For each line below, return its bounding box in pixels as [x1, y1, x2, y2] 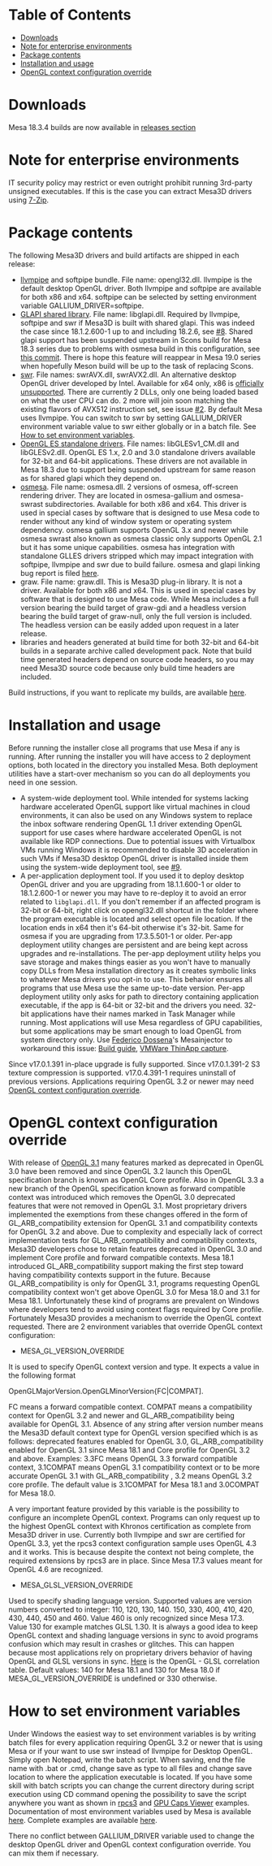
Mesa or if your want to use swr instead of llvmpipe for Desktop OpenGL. [8, 1746, 253, 1756]
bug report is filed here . [19, 568, 100, 578]
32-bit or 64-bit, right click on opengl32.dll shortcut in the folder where [19, 905, 259, 915]
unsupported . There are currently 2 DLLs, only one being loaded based [19, 387, 259, 396]
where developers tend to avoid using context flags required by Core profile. [8, 1304, 264, 1314]
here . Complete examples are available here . [8, 1815, 158, 1825]
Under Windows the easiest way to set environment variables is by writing [8, 1729, 257, 1738]
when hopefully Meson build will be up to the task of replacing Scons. [19, 361, 254, 370]
